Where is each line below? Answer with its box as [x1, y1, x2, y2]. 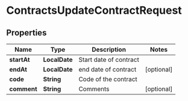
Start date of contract [78, 55, 140, 64]
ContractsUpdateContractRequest [6, 4, 182, 17]
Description [91, 46, 127, 54]
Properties [6, 28, 47, 38]
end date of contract [78, 66, 137, 73]
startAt [9, 55, 30, 64]
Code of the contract [78, 75, 137, 83]
